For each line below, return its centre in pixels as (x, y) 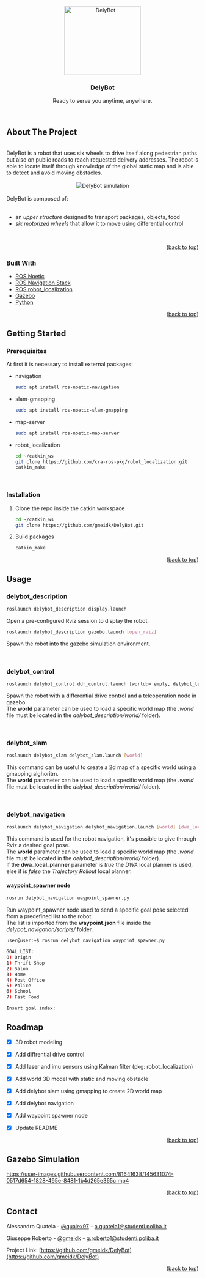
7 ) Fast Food (23, 997)
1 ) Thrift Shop (26, 963)
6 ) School (19, 992)
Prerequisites (27, 351)
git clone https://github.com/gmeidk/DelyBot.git (80, 525)
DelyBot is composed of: (37, 199)
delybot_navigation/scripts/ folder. (50, 929)
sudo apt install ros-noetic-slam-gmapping (71, 410)
